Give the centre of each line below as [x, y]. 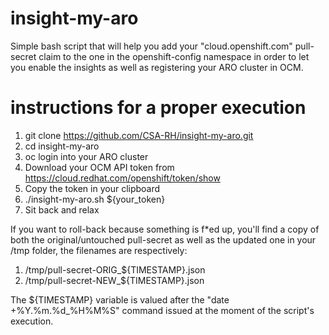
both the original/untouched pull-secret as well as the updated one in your [163, 239]
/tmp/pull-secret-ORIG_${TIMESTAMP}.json [115, 269]
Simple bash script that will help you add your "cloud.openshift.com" [151, 46]
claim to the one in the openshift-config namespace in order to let [174, 56]
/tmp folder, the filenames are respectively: [99, 250]
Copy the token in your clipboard [92, 188]
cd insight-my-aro [62, 146]
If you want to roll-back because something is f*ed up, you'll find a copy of [165, 229]
